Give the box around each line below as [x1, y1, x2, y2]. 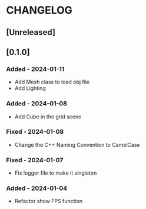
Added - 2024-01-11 [6, 65, 65, 73]
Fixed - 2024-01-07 [6, 156, 64, 164]
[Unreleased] [6, 27, 56, 37]
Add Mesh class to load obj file [14, 78, 90, 86]
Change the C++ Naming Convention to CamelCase [14, 141, 140, 148]
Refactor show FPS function [14, 198, 83, 205]
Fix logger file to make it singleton [14, 169, 97, 176]
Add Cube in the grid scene [14, 113, 82, 120]
